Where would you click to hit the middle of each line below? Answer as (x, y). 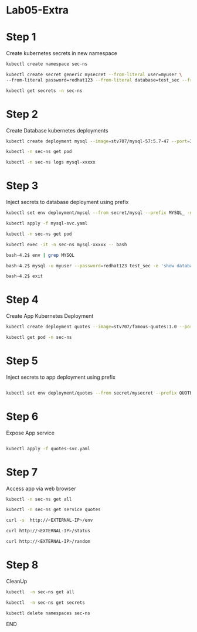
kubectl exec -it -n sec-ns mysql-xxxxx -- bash (67, 244)
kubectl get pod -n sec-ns (39, 338)
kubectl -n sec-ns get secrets (45, 602)
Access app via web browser (41, 488)
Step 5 (22, 361)
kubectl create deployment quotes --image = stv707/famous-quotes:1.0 (91, 327)
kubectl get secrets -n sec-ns (44, 91)
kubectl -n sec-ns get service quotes (53, 510)
